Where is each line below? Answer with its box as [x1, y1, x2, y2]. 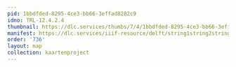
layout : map [7, 43, 42, 50]
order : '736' [7, 36, 46, 43]
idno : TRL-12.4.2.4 [7, 17, 65, 24]
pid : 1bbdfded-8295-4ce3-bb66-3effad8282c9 [7, 10, 137, 17]
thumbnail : [7, 23, 39, 30]
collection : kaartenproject [7, 50, 90, 57]
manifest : [7, 29, 37, 37]
